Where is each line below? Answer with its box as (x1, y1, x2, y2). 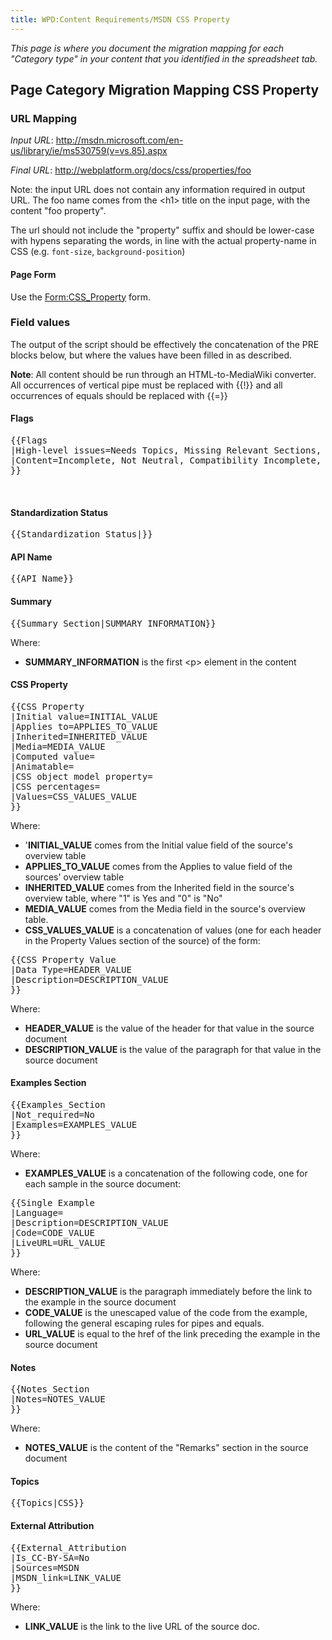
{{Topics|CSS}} (10, 1497, 85, 1509)
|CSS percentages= (10, 781, 101, 792)
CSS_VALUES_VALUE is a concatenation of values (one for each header (24, 924, 322, 936)
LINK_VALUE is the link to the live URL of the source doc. (24, 1620, 260, 1632)
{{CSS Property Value (10, 954, 117, 965)
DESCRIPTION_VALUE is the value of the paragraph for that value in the (24, 1043, 322, 1055)
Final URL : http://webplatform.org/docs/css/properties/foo (10, 164, 252, 176)
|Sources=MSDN (10, 1562, 80, 1573)
